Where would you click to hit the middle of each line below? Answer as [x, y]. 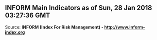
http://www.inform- [125, 27]
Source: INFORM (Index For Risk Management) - [54, 27]
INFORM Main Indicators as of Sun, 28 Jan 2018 [78, 8]
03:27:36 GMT [27, 16]
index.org [15, 32]
